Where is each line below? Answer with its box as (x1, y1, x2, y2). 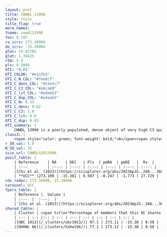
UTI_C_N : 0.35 (5, 100, 35, 105)
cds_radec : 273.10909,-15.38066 (5, 178, 72, 183)
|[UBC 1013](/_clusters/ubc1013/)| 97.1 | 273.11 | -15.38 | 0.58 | (14, 220, 159, 225)
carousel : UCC (5, 183, 35, 188)
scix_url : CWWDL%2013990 (5, 151, 57, 156)
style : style (5, 16, 32, 21)
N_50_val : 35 (5, 146, 32, 151)
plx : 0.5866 (5, 63, 30, 68)
